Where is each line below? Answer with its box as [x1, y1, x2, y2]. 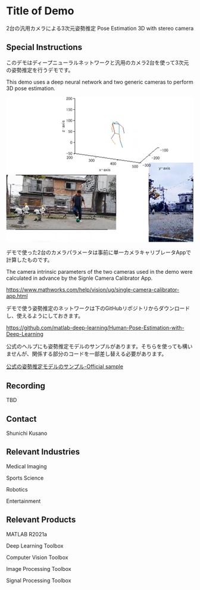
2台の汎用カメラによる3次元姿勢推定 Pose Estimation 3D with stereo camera [6, 24, 194, 32]
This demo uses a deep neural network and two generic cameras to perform [6, 78, 193, 85]
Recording [6, 381, 46, 391]
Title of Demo [6, 4, 74, 18]
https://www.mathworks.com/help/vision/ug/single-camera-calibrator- [6, 286, 180, 294]
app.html [6, 292, 28, 299]
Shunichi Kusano [6, 430, 48, 437]
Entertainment [6, 497, 41, 505]
